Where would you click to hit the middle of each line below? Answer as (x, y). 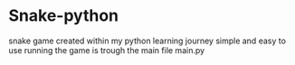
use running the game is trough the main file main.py (107, 50)
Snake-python (64, 16)
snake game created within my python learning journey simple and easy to (147, 41)
